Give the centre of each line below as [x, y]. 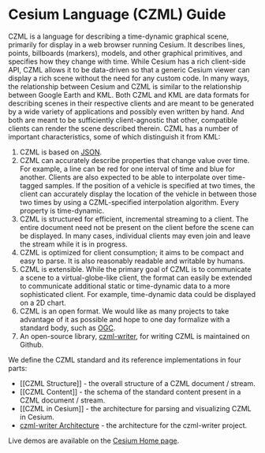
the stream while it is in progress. [73, 244]
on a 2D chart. [43, 303]
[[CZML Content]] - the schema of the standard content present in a [130, 392]
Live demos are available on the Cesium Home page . [94, 440]
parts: [18, 368]
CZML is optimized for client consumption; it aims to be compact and [132, 252]
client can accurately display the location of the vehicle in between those [138, 194]
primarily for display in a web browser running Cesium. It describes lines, [127, 44]
